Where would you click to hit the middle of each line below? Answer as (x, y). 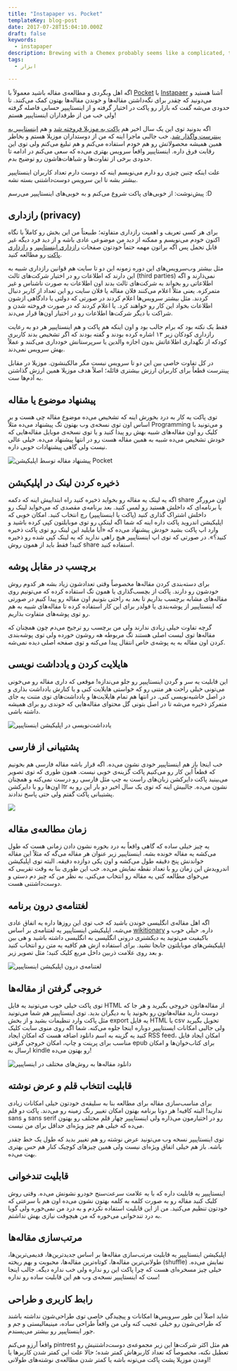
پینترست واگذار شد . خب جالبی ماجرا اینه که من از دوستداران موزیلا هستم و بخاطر (115, 136)
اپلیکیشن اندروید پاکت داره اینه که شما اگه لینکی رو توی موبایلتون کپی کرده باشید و (116, 522)
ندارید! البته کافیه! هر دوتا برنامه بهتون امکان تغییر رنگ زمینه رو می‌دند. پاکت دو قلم (115, 1110)
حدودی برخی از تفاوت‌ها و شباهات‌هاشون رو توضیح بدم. (80, 158)
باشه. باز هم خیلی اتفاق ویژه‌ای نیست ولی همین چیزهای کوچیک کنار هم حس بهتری (115, 1146)
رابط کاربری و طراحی (50, 1299)
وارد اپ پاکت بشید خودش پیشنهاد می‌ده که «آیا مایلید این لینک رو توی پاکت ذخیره (113, 530)
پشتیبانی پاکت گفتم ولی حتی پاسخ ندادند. (61, 794)
